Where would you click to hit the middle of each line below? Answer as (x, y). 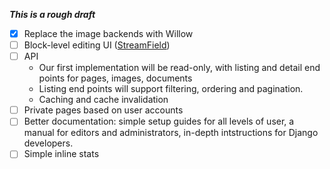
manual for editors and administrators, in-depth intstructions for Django (171, 133)
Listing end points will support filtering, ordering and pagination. (171, 89)
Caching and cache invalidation (103, 100)
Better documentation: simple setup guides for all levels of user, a (159, 121)
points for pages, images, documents (115, 78)
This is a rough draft (52, 14)
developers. (48, 143)
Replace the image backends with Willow (108, 33)
